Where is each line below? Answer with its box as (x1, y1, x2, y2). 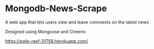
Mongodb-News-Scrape (5, 3, 107, 14)
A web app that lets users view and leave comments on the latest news (5, 19, 149, 25)
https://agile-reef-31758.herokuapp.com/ (5, 38, 89, 44)
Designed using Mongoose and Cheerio (5, 28, 86, 34)
